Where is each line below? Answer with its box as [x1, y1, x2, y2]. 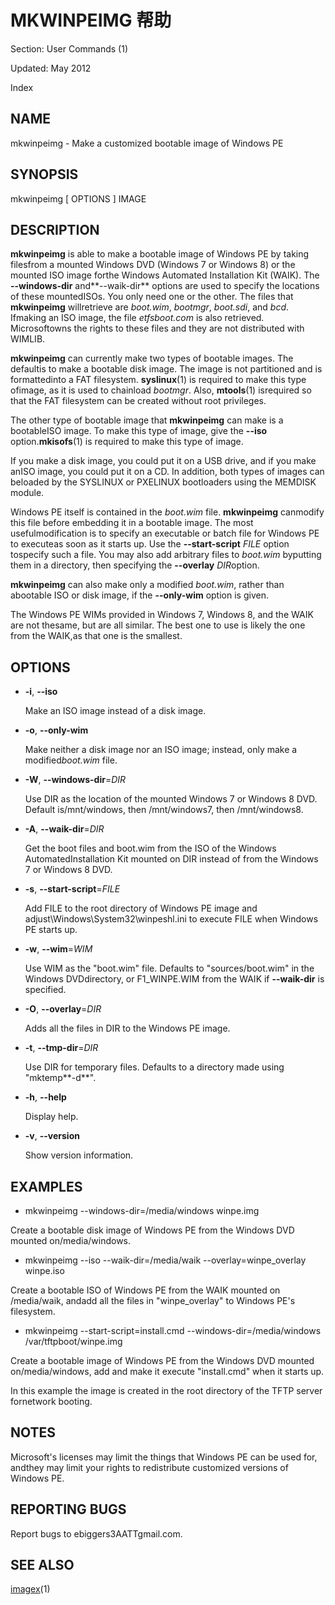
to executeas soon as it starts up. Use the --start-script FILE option [10, 538, 290, 550]
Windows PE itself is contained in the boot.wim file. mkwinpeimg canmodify [10, 506, 325, 518]
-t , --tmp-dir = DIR [24, 1042, 99, 1054]
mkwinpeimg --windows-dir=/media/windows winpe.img [24, 1205, 260, 1216]
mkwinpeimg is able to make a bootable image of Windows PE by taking [10, 248, 310, 260]
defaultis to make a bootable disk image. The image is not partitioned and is [10, 363, 323, 375]
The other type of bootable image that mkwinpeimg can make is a [10, 414, 284, 426]
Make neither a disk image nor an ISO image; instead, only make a [24, 744, 298, 756]
